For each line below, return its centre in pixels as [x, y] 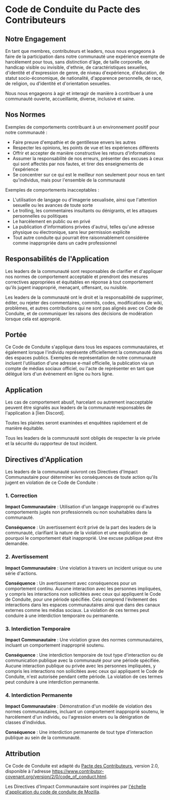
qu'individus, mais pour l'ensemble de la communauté [69, 180]
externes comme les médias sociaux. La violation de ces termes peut [77, 610]
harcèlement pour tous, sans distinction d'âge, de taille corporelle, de [78, 62]
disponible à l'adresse [28, 772]
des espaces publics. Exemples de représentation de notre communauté [81, 358]
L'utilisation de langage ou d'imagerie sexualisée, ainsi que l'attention [85, 200]
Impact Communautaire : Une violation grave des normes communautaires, [84, 639]
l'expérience [26, 169]
